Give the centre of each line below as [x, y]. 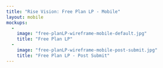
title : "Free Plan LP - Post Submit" [63, 56]
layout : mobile [25, 17]
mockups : [17, 22]
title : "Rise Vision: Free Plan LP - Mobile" [63, 12]
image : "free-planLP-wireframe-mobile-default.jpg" [82, 34]
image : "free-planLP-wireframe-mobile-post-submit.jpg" [87, 50]
